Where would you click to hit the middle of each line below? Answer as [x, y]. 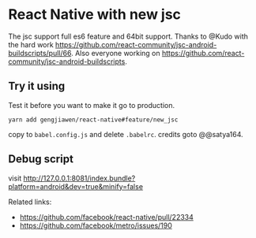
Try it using [37, 86]
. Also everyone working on [115, 53]
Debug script [41, 159]
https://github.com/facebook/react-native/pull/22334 [106, 217]
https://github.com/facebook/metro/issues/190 [96, 225]
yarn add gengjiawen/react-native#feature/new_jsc [93, 120]
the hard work [31, 44]
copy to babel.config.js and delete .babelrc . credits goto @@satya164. [126, 134]
